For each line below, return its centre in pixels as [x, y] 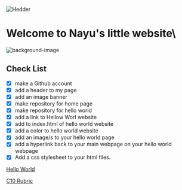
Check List [26, 69]
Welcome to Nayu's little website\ [91, 34]
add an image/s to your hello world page [64, 137]
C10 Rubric [20, 181]
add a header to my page [46, 90]
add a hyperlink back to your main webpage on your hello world [93, 144]
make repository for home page [54, 103]
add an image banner [41, 96]
